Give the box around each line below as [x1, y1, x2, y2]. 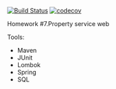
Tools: [7, 33, 25, 41]
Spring [17, 68, 37, 76]
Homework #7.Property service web [7, 20, 110, 27]
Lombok [17, 61, 41, 68]
